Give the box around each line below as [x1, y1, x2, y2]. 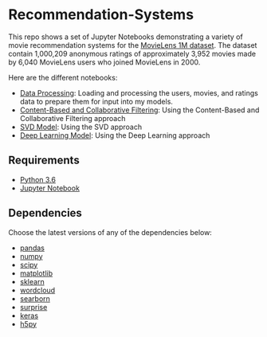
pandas [19, 243, 45, 253]
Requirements [8, 154, 80, 167]
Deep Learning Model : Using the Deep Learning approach [19, 130, 210, 140]
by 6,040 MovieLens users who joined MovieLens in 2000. [8, 57, 201, 67]
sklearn [19, 276, 45, 286]
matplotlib [19, 268, 53, 278]
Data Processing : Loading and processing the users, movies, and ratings [19, 88, 259, 97]
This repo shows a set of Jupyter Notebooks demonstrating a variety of [8, 32, 243, 41]
